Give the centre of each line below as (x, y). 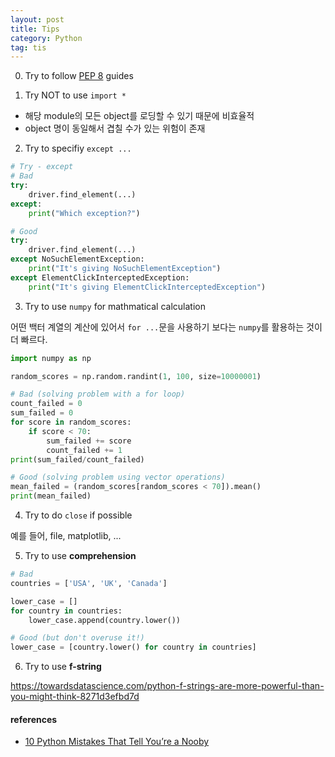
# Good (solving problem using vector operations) (118, 477)
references (34, 719)
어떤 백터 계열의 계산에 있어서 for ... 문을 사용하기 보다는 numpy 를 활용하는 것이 (166, 327)
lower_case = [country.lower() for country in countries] (133, 647)
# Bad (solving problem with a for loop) (98, 394)
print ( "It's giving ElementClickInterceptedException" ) (147, 287)
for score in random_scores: (71, 422)
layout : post (37, 19)
